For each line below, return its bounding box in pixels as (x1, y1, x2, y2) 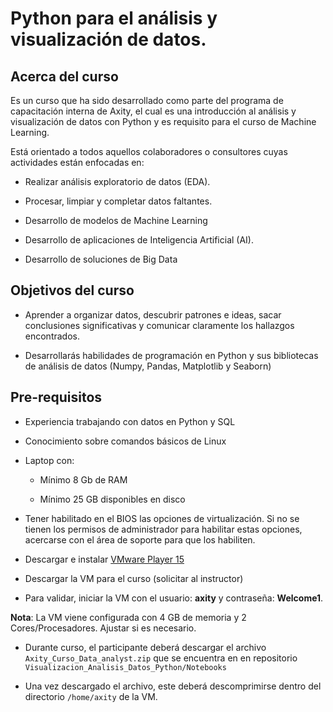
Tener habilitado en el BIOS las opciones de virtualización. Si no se (24, 512, 300, 524)
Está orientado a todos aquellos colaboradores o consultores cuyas (10, 146, 288, 157)
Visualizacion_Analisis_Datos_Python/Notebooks (24, 662, 227, 672)
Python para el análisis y (10, 7, 218, 30)
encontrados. (24, 330, 80, 342)
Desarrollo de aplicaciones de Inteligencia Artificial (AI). (24, 234, 255, 246)
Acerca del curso (10, 68, 119, 85)
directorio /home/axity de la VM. (24, 690, 158, 702)
